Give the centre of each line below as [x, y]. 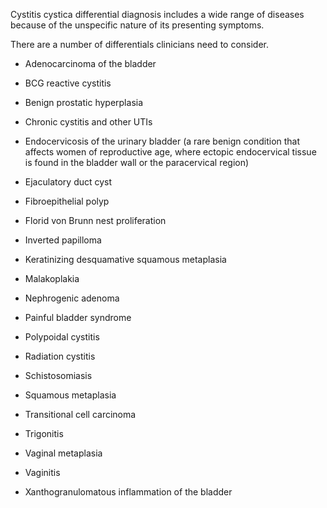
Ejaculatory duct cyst [68, 182]
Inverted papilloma [63, 240]
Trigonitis [44, 433]
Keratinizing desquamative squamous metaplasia [125, 259]
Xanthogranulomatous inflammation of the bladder [128, 492]
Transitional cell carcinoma [80, 414]
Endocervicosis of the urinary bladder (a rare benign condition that [162, 141]
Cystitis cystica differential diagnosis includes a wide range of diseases [157, 14]
